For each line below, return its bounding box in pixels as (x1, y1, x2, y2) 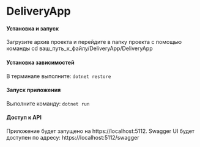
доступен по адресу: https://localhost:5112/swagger (6, 134, 139, 141)
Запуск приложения (6, 87, 61, 94)
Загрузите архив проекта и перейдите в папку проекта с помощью (6, 38, 182, 46)
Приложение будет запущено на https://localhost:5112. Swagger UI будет (6, 127, 194, 135)
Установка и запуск (6, 24, 59, 32)
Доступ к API (6, 114, 42, 121)
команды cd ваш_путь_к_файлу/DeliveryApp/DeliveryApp (6, 45, 153, 52)
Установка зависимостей (6, 59, 75, 66)
